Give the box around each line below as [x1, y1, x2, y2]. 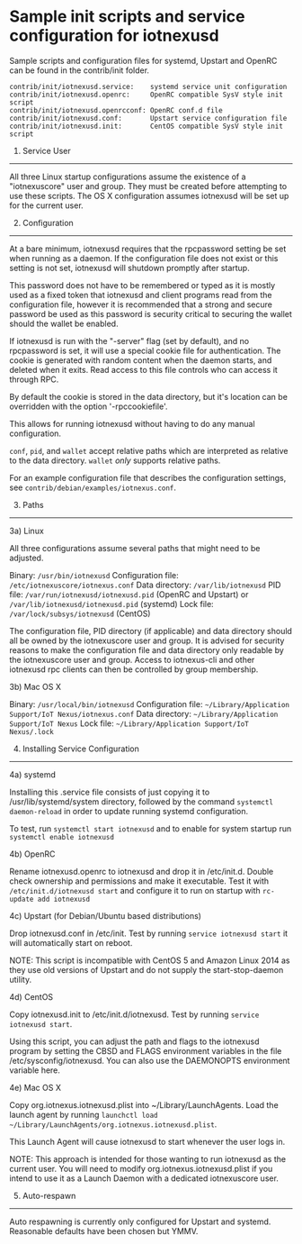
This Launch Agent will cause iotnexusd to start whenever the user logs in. [9, 1136, 286, 1147]
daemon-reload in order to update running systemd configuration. [9, 805, 249, 816]
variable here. [9, 1065, 61, 1076]
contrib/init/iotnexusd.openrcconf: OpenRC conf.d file [9, 105, 223, 114]
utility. [9, 974, 32, 985]
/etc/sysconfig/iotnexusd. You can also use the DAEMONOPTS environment [9, 1055, 290, 1066]
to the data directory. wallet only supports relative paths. [9, 455, 221, 466]
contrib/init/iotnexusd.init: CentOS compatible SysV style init [9, 122, 283, 131]
